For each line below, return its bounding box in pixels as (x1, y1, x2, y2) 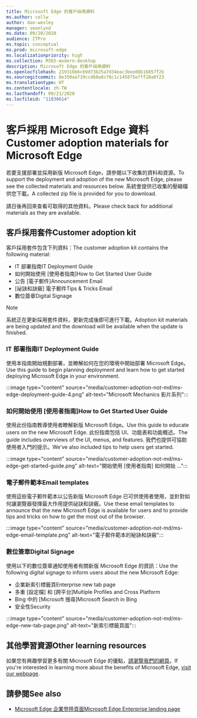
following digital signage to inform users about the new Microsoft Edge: (6, 569, 179, 576)
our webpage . (6, 670, 40, 677)
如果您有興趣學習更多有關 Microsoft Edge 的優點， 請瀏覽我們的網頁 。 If (6, 657, 178, 664)
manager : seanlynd (6, 25, 51, 31)
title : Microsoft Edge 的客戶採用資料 (6, 8, 95, 15)
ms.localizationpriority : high (6, 52, 83, 58)
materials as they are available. (6, 209, 81, 216)
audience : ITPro (6, 36, 46, 42)
